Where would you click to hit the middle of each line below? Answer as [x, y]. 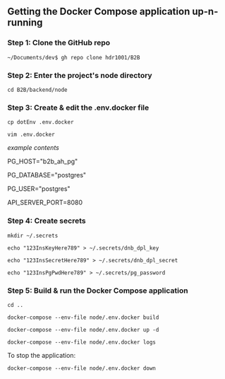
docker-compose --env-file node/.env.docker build [83, 317]
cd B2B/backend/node [38, 90]
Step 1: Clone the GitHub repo [59, 43]
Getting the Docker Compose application [99, 12]
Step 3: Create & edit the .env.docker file [78, 107]
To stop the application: [42, 355]
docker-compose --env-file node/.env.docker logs [82, 342]
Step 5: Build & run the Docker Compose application [98, 291]
